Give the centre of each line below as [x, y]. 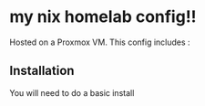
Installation [42, 71]
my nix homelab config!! [103, 17]
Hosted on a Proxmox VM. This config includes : [100, 42]
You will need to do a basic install [72, 92]
